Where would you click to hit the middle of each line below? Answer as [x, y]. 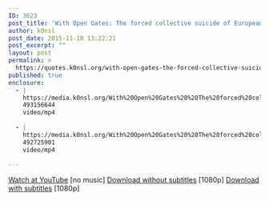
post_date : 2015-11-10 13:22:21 [62, 38]
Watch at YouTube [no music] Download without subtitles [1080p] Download [134, 180]
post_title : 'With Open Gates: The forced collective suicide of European [136, 23]
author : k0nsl [32, 30]
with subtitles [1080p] [44, 188]
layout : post [30, 53]
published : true [35, 75]
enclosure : [26, 82]
